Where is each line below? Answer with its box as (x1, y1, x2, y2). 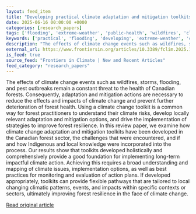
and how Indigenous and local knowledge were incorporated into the (6, 141, 171, 148)
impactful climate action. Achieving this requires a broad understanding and (6, 159, 188, 166)
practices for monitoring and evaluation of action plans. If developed (6, 171, 171, 178)
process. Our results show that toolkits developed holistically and (6, 147, 163, 154)
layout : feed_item (6, 8, 51, 15)
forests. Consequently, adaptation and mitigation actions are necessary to (6, 91, 184, 98)
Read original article (6, 202, 54, 209)
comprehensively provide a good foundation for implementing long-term (6, 153, 180, 160)
